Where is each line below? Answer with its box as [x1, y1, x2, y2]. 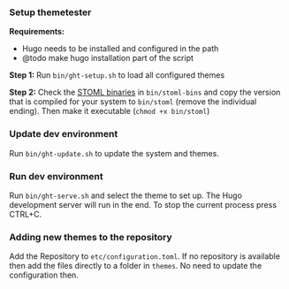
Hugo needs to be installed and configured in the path [21, 43, 219, 54]
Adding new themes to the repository [9, 231, 172, 243]
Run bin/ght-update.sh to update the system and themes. [9, 148, 219, 158]
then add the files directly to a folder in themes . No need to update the [9, 261, 262, 271]
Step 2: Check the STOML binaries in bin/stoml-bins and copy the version [9, 87, 281, 98]
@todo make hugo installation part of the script [21, 53, 194, 64]
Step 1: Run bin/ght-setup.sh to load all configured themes [9, 70, 225, 80]
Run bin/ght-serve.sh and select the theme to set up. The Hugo [9, 190, 243, 201]
